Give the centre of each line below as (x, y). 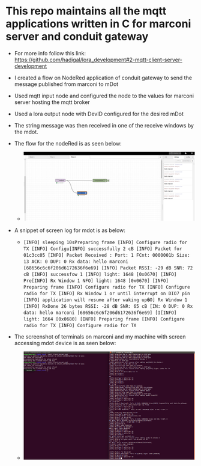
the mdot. (26, 132)
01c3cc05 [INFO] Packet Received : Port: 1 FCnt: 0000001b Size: (106, 256)
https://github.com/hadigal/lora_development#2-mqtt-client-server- (98, 60)
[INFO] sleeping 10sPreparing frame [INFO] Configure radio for (105, 243)
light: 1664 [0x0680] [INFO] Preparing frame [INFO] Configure (104, 319)
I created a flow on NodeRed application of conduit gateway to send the (103, 78)
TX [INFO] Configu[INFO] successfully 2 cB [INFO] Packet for (103, 249)
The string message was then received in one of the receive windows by (104, 125)
